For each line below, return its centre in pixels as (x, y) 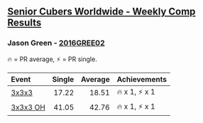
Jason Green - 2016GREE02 (56, 43)
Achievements (142, 79)
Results (24, 23)
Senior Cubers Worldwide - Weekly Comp (101, 12)
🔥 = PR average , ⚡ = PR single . (52, 59)
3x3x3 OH (28, 107)
